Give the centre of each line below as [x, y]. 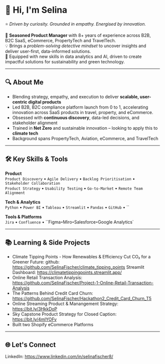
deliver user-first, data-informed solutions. [48, 51]
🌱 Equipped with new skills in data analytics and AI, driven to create [73, 56]
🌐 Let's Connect [30, 345]
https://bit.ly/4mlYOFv [34, 319]
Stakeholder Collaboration [33, 183]
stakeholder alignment [35, 123]
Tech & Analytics [23, 202]
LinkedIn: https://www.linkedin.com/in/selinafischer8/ [59, 357]
